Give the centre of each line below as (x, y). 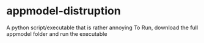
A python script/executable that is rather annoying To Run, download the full (102, 27)
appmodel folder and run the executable (57, 33)
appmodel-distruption (64, 11)
